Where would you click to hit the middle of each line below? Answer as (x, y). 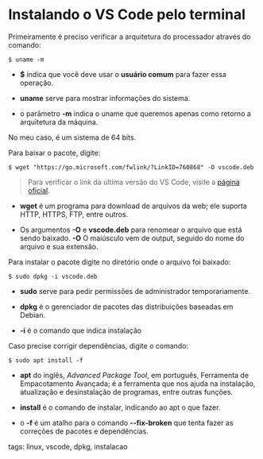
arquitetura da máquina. (59, 121)
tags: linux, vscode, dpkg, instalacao (68, 446)
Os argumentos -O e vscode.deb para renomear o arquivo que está (131, 229)
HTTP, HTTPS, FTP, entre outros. (74, 214)
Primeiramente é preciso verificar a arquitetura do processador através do (130, 37)
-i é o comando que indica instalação (80, 330)
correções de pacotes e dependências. (84, 431)
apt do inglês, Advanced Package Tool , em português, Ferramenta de (134, 375)
